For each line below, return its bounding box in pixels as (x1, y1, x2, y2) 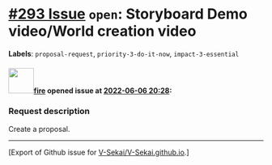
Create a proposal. (8, 124, 70, 133)
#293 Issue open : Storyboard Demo (8, 5, 249, 23)
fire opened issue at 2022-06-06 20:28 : (33, 86, 172, 95)
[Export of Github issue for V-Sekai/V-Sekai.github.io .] (8, 147, 189, 157)
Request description (8, 106, 91, 117)
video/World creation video (8, 22, 197, 40)
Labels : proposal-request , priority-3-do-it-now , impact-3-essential (8, 49, 240, 58)
